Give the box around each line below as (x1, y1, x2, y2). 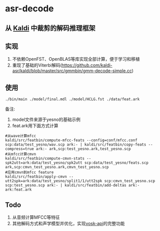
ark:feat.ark (5, 187, 32, 192)
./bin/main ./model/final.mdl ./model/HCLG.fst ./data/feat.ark (5, 97, 140, 102)
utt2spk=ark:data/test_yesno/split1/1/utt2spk (5, 179, 102, 184)
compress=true (5, 147, 34, 152)
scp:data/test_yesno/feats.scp (84, 160, 149, 165)
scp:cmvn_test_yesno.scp (104, 179, 155, 184)
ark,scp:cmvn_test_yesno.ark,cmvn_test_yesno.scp (5, 165, 109, 170)
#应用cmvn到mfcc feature (5, 170, 54, 175)
